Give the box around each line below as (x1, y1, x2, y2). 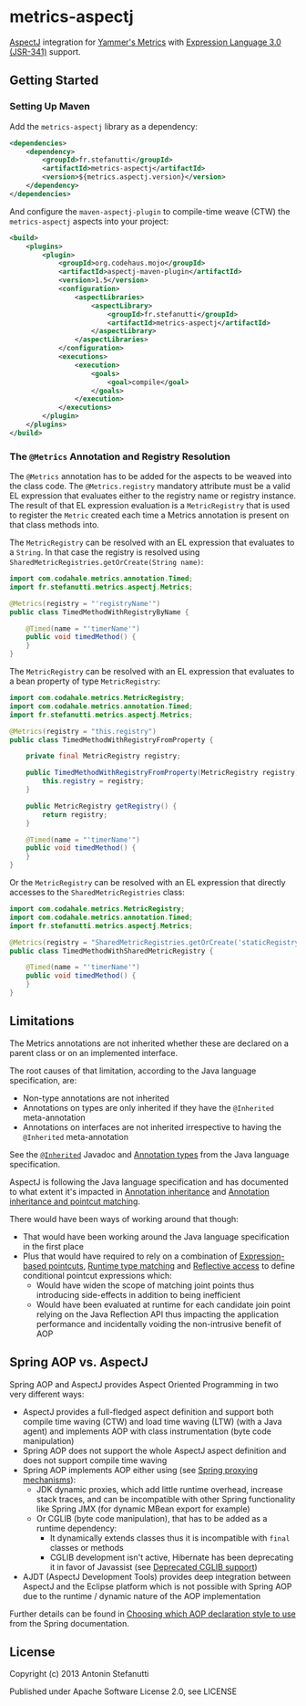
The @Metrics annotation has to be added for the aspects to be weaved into (9, 471, 292, 482)
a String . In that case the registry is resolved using (9, 547, 200, 558)
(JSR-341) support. (9, 46, 81, 57)
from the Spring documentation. (9, 1617, 130, 1628)
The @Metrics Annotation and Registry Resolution (9, 450, 230, 463)
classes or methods (49, 1542, 125, 1553)
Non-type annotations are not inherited (22, 1093, 170, 1104)
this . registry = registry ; (42, 777, 145, 786)
